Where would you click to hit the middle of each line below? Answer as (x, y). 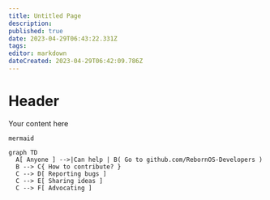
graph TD (23, 152)
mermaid (21, 138)
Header (34, 101)
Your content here (39, 123)
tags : (17, 46)
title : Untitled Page (45, 16)
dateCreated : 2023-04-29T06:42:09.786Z (76, 62)
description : (30, 23)
